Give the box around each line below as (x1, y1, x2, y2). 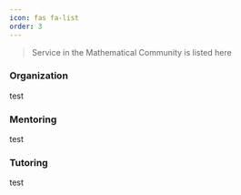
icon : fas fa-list (9, 13, 79, 23)
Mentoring (9, 113, 57, 126)
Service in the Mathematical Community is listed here (31, 46, 232, 57)
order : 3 (9, 22, 43, 31)
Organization (9, 69, 68, 82)
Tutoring (9, 157, 48, 169)
